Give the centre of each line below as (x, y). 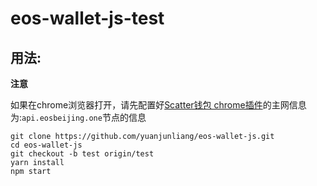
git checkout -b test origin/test (82, 154)
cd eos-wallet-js (46, 145)
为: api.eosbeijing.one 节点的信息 (78, 117)
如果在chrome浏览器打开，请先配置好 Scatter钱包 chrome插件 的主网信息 (158, 105)
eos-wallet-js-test (87, 18)
